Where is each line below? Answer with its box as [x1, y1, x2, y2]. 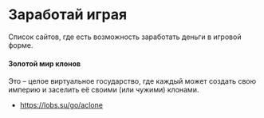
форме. [8, 40, 33, 49]
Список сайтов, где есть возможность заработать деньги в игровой [8, 32, 242, 41]
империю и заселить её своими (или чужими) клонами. [8, 85, 199, 95]
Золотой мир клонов [8, 58, 81, 69]
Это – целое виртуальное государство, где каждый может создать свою [8, 77, 257, 86]
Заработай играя [8, 6, 128, 24]
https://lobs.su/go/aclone [19, 100, 104, 110]
